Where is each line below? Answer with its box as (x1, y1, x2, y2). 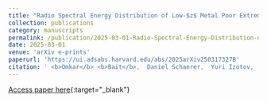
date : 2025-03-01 (8, 41, 66, 49)
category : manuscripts (8, 26, 83, 34)
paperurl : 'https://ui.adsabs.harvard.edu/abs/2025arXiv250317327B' (8, 56, 240, 64)
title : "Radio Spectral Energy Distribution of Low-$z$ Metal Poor (8, 11, 237, 20)
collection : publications (8, 19, 94, 27)
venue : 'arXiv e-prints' (8, 48, 91, 56)
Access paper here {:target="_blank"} (8, 85, 130, 94)
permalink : (8, 33, 44, 42)
